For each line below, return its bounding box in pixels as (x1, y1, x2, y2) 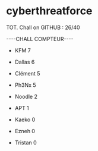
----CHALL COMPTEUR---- (6, 35, 74, 42)
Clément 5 (14, 70, 40, 77)
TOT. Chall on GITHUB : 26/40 (6, 24, 80, 31)
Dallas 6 (14, 58, 35, 65)
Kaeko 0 (14, 116, 36, 123)
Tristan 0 (14, 139, 37, 146)
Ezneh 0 (14, 127, 36, 134)
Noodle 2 (14, 93, 37, 100)
